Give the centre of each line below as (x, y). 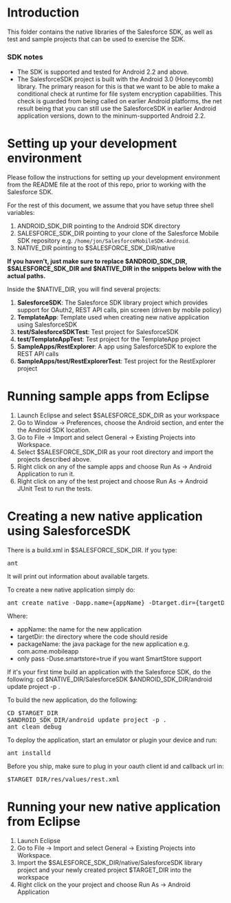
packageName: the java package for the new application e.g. (103, 644)
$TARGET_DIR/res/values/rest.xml (64, 779)
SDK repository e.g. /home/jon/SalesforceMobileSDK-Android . (103, 241)
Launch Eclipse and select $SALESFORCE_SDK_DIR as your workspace (118, 415)
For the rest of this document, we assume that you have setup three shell (111, 205)
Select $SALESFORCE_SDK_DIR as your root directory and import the (115, 452)
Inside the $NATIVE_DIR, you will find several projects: (84, 289)
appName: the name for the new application (79, 630)
